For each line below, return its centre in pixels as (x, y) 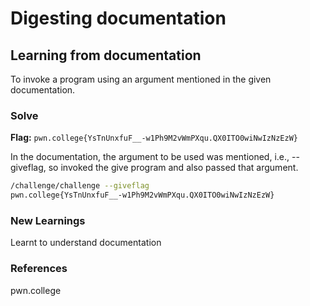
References (39, 269)
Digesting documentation (118, 18)
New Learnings (48, 220)
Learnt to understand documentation (86, 243)
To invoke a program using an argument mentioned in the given (141, 79)
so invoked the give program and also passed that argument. (173, 168)
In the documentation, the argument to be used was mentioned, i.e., (150, 157)
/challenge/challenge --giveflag (80, 186)
